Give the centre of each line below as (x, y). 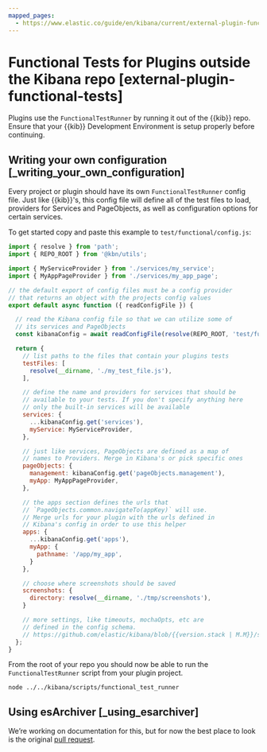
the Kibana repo (62, 79)
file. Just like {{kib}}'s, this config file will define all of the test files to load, (130, 200)
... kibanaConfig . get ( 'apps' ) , (79, 540)
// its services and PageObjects (71, 327)
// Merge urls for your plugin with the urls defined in (119, 517)
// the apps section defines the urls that (96, 502)
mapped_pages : (32, 16)
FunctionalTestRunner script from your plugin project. (96, 673)
